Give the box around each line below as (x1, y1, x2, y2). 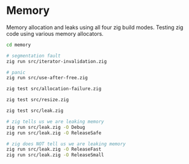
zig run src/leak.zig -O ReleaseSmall (6, 152, 104, 158)
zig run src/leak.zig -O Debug (6, 124, 85, 130)
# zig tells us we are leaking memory (6, 119, 104, 125)
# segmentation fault (6, 53, 61, 59)
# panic (6, 69, 26, 76)
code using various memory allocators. (6, 30, 104, 37)
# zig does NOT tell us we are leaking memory (6, 140, 126, 147)
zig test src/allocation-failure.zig (6, 86, 102, 92)
